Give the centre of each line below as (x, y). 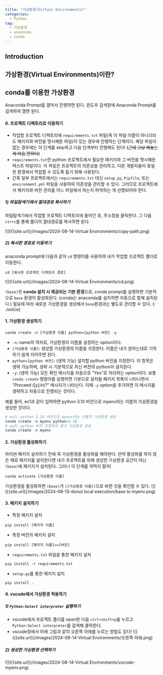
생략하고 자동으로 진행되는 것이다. (44, 391)
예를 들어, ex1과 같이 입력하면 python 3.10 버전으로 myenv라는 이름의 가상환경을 (81, 401)
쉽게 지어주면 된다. (39, 354)
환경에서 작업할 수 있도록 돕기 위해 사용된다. (59, 172)
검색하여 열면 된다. (23, 111)
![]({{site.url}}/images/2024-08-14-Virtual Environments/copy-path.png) (77, 231)
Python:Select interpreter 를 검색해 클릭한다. (57, 626)
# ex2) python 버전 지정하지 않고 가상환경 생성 (48, 426)
